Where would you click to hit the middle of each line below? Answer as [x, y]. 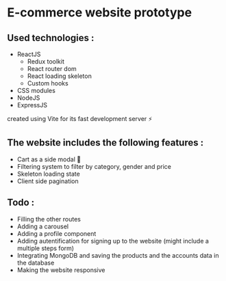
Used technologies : [51, 38]
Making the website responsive [61, 270]
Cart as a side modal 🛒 [49, 159]
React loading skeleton [60, 76]
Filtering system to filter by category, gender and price [94, 166]
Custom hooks [48, 83]
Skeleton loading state [48, 174]
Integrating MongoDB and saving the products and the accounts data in [118, 255]
